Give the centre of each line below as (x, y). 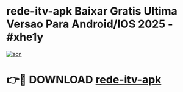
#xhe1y (25, 37)
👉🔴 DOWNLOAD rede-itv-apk (84, 80)
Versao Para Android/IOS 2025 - (90, 24)
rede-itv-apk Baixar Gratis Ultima (92, 11)
